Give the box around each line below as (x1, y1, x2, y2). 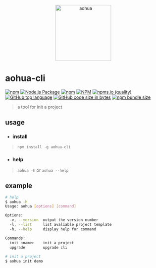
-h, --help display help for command (9, 226, 97, 232)
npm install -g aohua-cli (17, 144, 71, 149)
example (5, 182, 33, 190)
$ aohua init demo (5, 259, 43, 264)
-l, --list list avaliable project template (9, 222, 112, 227)
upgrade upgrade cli (9, 245, 68, 250)
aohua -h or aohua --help (17, 167, 69, 173)
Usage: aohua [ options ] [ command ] (5, 204, 77, 209)
